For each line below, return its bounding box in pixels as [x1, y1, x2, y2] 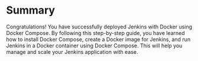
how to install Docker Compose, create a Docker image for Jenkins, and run [6, 36, 191, 43]
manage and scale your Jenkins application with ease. [6, 48, 138, 55]
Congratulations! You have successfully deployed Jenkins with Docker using [6, 23, 193, 30]
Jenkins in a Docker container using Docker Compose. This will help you [6, 42, 183, 49]
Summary [6, 4, 55, 17]
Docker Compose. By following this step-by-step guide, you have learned [6, 29, 185, 36]
